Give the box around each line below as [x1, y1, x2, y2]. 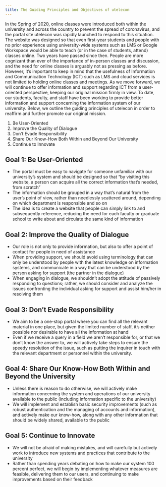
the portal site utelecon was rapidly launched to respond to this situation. [5, 31, 154, 37]
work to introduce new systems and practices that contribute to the [12, 450, 150, 456]
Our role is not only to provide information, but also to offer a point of [12, 243, 154, 249]
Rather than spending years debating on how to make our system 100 [12, 460, 155, 466]
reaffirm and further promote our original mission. [5, 110, 107, 117]
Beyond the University [5, 372, 76, 381]
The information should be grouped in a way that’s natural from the [12, 189, 149, 196]
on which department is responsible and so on [12, 200, 108, 206]
